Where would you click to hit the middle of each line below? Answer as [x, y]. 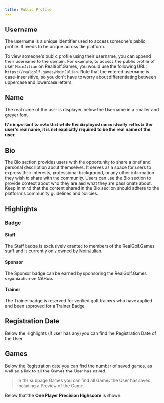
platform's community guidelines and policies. [52, 194]
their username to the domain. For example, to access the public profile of [80, 62]
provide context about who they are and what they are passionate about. [79, 183]
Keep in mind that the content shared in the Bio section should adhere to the [82, 188]
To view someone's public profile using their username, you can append [78, 56]
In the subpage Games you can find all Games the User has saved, [84, 380]
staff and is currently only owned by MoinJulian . [54, 251]
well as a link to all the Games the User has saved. [56, 371]
